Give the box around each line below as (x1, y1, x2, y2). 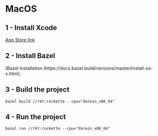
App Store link (5, 37, 35, 43)
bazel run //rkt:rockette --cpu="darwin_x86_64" (5, 126, 111, 131)
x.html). (5, 70, 21, 76)
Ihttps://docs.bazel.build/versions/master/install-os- (43, 65, 153, 71)
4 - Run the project (5, 113, 66, 121)
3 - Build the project (5, 85, 70, 94)
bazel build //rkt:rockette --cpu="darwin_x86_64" (5, 99, 115, 104)
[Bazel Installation (5, 65, 43, 71)
